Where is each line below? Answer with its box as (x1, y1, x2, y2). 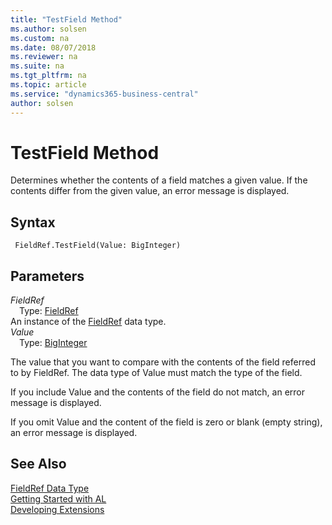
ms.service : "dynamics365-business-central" (10, 89, 199, 99)
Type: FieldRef (19, 305, 79, 317)
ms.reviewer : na (10, 52, 78, 62)
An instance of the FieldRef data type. (10, 316, 167, 328)
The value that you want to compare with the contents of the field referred (10, 356, 316, 368)
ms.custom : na (10, 33, 70, 43)
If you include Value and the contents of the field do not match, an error (10, 386, 306, 398)
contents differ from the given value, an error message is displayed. (10, 185, 290, 197)
